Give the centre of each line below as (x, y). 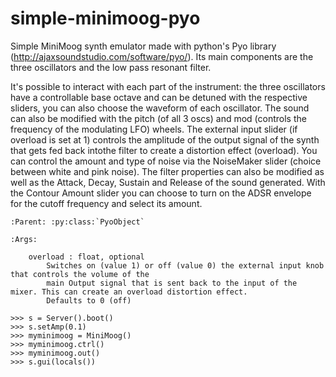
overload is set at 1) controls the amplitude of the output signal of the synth (165, 139)
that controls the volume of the (80, 274)
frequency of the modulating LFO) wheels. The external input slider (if (154, 129)
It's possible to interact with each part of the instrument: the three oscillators (168, 86)
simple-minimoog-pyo (105, 18)
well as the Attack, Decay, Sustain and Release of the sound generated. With (168, 182)
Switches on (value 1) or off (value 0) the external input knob (185, 265)
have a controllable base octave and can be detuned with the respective (159, 97)
